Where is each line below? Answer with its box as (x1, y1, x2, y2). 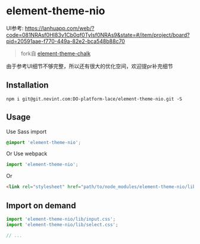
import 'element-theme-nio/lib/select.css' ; (6, 221, 118, 227)
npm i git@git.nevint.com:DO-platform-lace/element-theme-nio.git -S (6, 96, 183, 102)
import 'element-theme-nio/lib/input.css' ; (6, 216, 116, 222)
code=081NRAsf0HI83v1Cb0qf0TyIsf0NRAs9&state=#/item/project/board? (6, 31, 190, 38)
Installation (6, 80, 49, 90)
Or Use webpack (6, 150, 48, 157)
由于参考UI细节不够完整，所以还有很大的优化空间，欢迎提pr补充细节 (6, 62, 174, 70)
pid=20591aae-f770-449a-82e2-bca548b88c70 (6, 37, 125, 45)
